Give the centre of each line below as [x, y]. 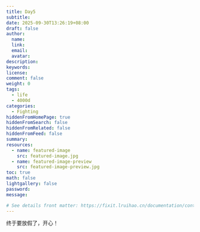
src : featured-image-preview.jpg [58, 167]
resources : [20, 145]
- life [20, 95]
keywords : [18, 67]
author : [16, 34]
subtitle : [18, 17]
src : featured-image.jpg [48, 156]
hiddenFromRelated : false [38, 128]
